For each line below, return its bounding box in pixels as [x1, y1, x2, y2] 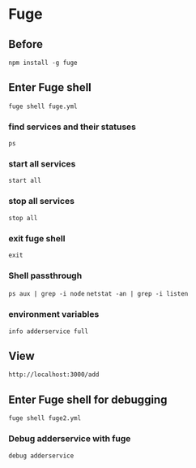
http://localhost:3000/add [8, 370, 100, 379]
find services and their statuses [8, 121, 136, 132]
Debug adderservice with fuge [8, 433, 131, 444]
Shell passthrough [8, 270, 83, 281]
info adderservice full [8, 327, 89, 336]
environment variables [8, 309, 100, 320]
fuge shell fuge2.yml [8, 414, 82, 422]
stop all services [8, 196, 75, 207]
